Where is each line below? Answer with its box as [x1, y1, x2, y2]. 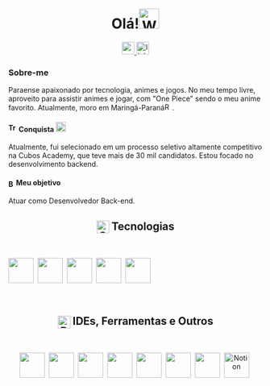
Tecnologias [111, 219, 175, 233]
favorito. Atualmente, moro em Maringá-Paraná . [8, 103, 175, 113]
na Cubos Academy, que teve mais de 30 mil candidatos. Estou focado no [8, 151, 254, 160]
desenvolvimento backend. [8, 160, 98, 169]
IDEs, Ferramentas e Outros [72, 314, 214, 328]
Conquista [19, 124, 55, 134]
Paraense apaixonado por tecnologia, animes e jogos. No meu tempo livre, [8, 85, 256, 95]
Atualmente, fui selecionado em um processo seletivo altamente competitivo [8, 142, 263, 152]
